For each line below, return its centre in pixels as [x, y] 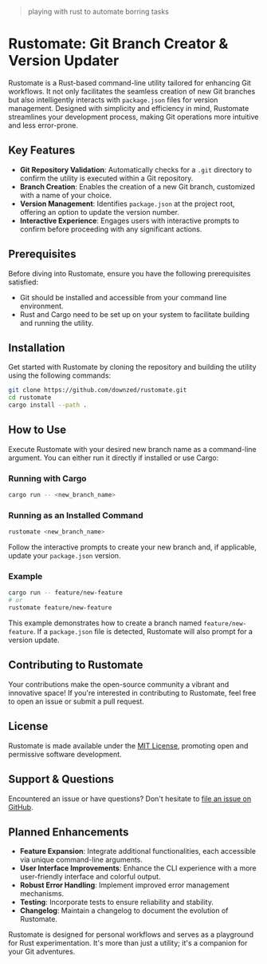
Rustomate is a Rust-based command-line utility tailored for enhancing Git [130, 82]
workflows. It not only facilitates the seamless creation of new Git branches [132, 91]
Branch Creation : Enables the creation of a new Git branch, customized [137, 186]
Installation [37, 348]
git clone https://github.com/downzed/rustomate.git [98, 391]
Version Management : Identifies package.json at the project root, [127, 204]
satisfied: [23, 282]
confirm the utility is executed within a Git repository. [106, 178]
